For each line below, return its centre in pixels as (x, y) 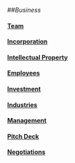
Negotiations (26, 152)
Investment (24, 88)
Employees (24, 73)
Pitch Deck (23, 136)
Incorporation (27, 41)
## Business (24, 10)
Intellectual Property (37, 57)
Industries (22, 105)
